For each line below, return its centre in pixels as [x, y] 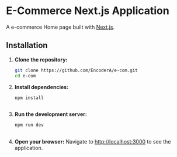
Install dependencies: [41, 87]
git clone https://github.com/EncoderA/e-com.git [76, 70]
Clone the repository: [41, 59]
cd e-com [25, 76]
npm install [29, 98]
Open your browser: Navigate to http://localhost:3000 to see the [93, 141]
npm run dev [29, 125]
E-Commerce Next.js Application [88, 11]
